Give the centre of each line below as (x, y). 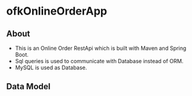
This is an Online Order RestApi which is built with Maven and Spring (101, 48)
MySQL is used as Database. (51, 67)
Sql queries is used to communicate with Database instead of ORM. (99, 61)
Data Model (28, 87)
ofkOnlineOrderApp (57, 11)
